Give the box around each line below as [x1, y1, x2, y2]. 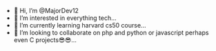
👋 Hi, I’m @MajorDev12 [13, 7, 79, 14]
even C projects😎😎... [13, 36, 77, 44]
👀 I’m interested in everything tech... [13, 14, 117, 22]
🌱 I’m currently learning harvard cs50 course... [13, 21, 146, 29]
